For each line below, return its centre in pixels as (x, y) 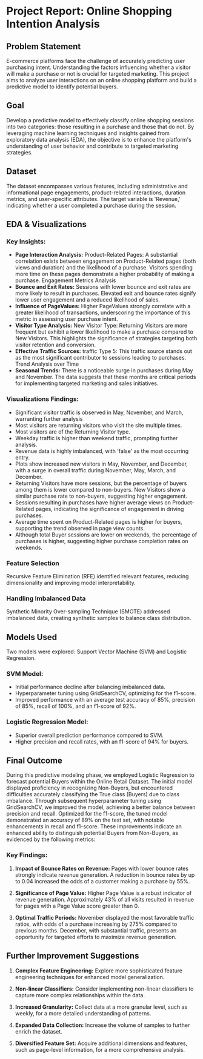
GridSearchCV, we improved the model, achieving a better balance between (101, 807)
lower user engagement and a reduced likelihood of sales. (88, 300)
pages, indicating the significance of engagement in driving (110, 509)
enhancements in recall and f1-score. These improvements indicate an (94, 826)
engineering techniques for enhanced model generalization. (90, 977)
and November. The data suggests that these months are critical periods (105, 377)
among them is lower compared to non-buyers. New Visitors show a (100, 489)
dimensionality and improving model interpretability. (71, 582)
